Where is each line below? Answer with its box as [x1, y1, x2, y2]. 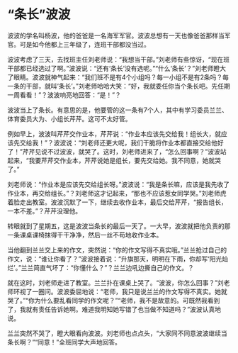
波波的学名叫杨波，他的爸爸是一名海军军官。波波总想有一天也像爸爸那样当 [7, 31, 225, 40]
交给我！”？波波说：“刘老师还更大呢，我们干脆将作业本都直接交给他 [19, 138, 218, 147]
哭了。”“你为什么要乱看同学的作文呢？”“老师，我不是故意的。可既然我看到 [7, 296, 220, 305]
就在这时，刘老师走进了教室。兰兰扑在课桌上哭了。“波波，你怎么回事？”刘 [7, 278, 225, 287]
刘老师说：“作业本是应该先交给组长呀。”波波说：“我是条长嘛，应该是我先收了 [7, 180, 230, 189]
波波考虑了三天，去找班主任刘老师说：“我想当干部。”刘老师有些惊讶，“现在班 [7, 55, 230, 64]
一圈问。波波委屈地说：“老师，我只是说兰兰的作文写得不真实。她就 [31, 287, 228, 296]
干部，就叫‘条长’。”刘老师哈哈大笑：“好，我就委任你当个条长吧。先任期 [25, 82, 230, 90]
